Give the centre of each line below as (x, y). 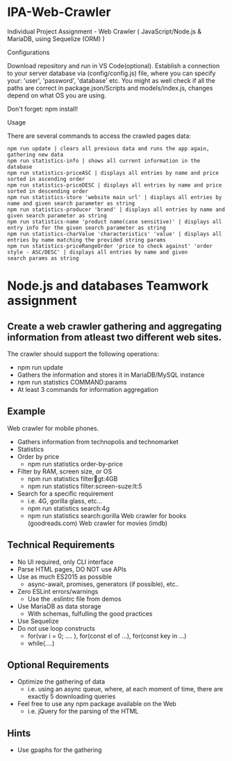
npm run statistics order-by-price (75, 464)
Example (26, 411)
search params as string (43, 258)
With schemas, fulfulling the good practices (90, 613)
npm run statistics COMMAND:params (72, 382)
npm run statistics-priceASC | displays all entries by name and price (113, 173)
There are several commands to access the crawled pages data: (99, 136)
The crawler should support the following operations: (83, 354)
